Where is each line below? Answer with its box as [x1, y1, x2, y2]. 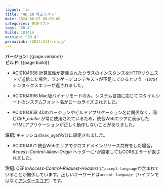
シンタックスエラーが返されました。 [12, 82, 86, 88]
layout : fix [5, 7, 30, 12]
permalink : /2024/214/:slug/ [5, 39, 65, 44]
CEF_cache [16, 115, 40, 121]
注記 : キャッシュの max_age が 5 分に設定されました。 [5, 132, 108, 138]
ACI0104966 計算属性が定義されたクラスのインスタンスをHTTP [12, 70, 141, 76]
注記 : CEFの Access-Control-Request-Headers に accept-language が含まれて [5, 165, 159, 171]
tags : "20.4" [5, 26, 32, 31]
